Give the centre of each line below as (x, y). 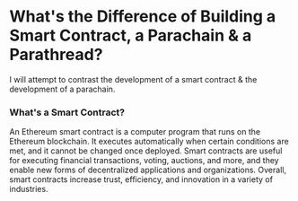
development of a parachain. (62, 89)
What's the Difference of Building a (143, 17)
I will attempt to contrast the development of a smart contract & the (133, 79)
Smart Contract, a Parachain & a (131, 35)
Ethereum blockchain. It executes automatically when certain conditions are (149, 142)
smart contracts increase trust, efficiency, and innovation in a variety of (141, 179)
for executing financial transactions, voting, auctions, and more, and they (145, 161)
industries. (29, 189)
